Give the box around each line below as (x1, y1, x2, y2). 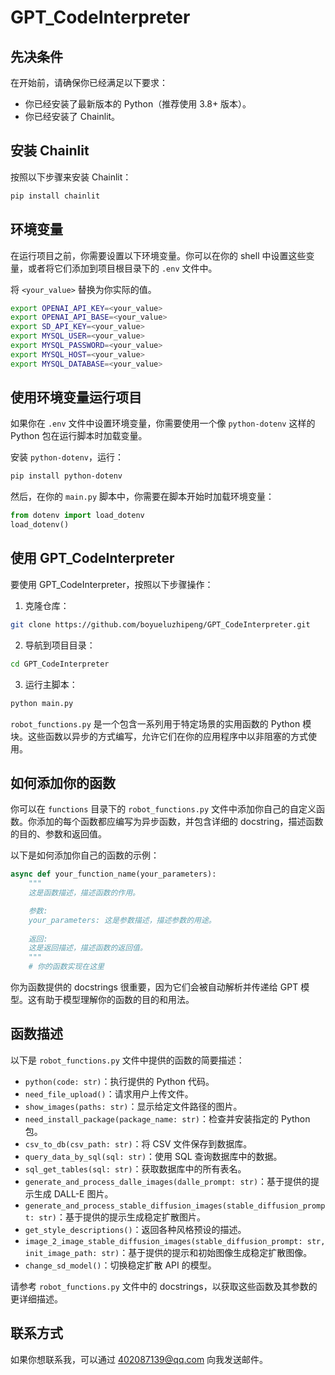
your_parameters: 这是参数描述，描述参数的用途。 (28, 915, 217, 925)
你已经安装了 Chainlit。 (24, 111, 121, 122)
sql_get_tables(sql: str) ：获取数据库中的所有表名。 (24, 1162, 247, 1175)
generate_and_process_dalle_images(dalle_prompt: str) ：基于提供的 (24, 1175, 312, 1187)
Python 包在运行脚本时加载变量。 (10, 430, 148, 442)
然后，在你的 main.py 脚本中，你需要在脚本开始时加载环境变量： (10, 491, 275, 503)
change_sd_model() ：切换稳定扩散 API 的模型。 (24, 1259, 217, 1271)
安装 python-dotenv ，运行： (10, 451, 125, 463)
